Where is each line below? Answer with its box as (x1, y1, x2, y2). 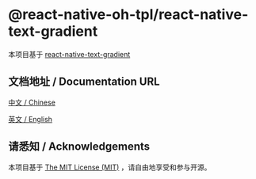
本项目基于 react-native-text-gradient (8, 49, 131, 59)
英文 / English (8, 114, 53, 124)
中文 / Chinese (8, 97, 55, 107)
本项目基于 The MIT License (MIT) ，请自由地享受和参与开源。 (8, 162, 212, 172)
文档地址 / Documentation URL (8, 75, 160, 89)
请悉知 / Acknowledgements (8, 140, 151, 154)
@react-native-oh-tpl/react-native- (8, 6, 249, 24)
